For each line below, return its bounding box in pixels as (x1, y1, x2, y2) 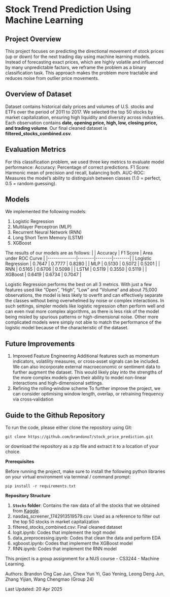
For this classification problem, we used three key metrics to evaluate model (5, 159, 164, 165)
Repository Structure (5, 493, 51, 499)
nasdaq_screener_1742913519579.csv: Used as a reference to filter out (12, 513, 160, 520)
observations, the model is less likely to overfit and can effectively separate (5, 292, 163, 298)
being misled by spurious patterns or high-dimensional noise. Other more (5, 314, 159, 320)
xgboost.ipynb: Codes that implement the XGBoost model (12, 541, 133, 547)
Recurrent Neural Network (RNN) (12, 229, 82, 235)
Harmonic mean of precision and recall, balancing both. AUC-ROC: (5, 169, 145, 176)
